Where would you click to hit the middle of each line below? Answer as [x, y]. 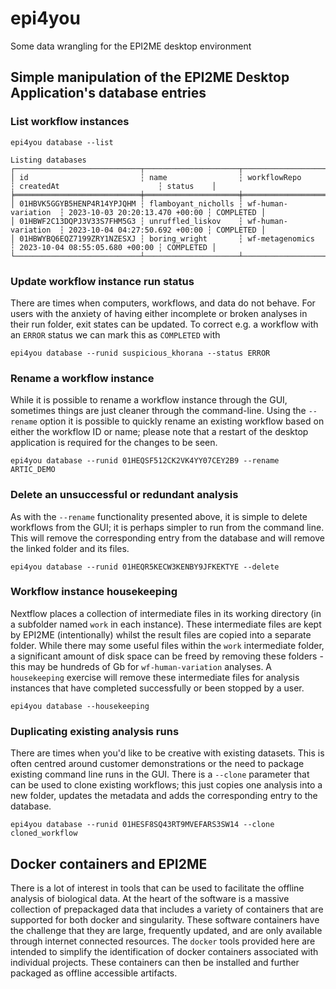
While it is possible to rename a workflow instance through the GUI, [149, 400]
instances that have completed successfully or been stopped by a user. [157, 688]
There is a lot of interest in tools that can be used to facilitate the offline [157, 888]
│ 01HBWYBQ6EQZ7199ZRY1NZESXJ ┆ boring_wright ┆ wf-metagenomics [162, 238]
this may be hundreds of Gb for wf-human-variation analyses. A [141, 666]
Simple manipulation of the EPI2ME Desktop [150, 77]
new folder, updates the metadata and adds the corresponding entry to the [164, 796]
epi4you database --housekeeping [80, 706]
